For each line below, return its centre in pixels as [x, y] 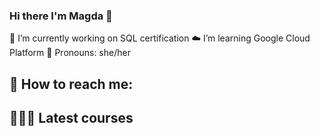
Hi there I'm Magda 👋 [61, 16]
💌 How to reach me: [71, 84]
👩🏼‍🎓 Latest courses [71, 118]
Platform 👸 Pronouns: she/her [70, 53]
